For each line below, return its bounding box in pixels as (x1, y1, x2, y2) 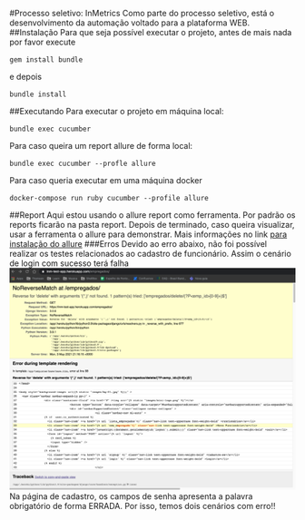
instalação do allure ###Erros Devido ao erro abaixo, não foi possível (9, 239, 268, 249)
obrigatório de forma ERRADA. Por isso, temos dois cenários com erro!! (9, 501, 276, 512)
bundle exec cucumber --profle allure (9, 159, 156, 168)
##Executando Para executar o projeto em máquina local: (9, 106, 224, 116)
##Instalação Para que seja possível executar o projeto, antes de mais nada (9, 27, 292, 37)
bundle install (9, 90, 67, 99)
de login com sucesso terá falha (9, 258, 130, 269)
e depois (9, 72, 43, 82)
